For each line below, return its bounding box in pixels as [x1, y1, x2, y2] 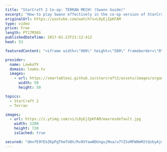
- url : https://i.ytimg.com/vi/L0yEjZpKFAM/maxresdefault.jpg [9, 117, 141, 122]
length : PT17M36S [5, 30, 41, 35]
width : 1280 [14, 121, 39, 126]
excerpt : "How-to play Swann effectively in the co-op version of [5, 12, 146, 17]
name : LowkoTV [9, 62, 39, 67]
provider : [5, 57, 26, 62]
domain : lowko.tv [9, 66, 46, 72]
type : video [5, 21, 30, 26]
